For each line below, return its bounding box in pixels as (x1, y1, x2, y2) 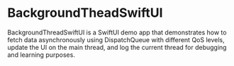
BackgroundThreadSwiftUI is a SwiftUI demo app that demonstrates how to (7, 28, 227, 37)
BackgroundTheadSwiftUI (7, 5, 163, 21)
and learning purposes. (7, 51, 76, 59)
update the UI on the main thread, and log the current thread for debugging (7, 43, 227, 51)
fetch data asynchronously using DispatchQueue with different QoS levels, (7, 35, 225, 44)
